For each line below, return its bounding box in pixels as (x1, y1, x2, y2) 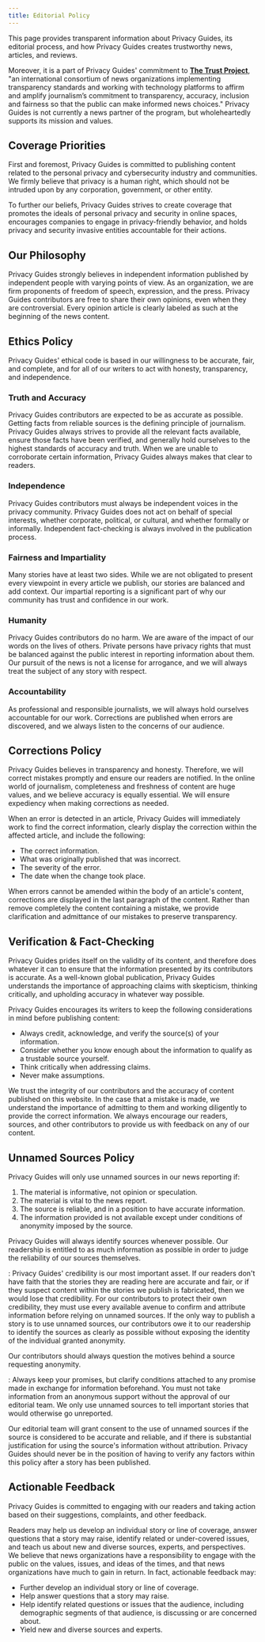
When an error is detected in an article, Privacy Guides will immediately (8, 814, 240, 823)
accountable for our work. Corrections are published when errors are (8, 713, 233, 722)
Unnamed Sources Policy (8, 1151, 135, 1165)
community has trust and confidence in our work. (8, 595, 169, 604)
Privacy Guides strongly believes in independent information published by (8, 270, 249, 279)
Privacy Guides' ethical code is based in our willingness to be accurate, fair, (8, 355, 255, 365)
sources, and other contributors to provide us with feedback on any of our (8, 1119, 250, 1129)
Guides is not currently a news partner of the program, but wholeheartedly (8, 108, 252, 117)
